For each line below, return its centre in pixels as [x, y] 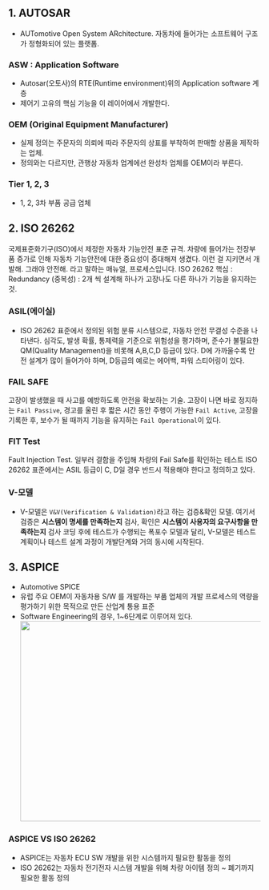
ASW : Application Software [64, 65]
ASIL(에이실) [32, 312]
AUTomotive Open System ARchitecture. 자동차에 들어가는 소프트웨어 [132, 33]
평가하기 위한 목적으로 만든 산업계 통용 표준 [87, 606]
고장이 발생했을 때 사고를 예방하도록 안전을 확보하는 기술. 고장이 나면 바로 [122, 401]
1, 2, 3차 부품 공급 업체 [55, 203]
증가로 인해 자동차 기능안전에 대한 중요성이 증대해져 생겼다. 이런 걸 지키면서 [134, 259]
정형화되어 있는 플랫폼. [64, 43]
